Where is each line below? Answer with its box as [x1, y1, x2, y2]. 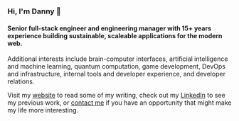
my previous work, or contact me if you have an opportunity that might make [7, 98, 232, 107]
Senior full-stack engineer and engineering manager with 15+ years [7, 24, 212, 33]
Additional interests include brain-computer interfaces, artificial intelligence [7, 54, 228, 63]
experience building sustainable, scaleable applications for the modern [7, 31, 223, 40]
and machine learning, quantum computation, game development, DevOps [7, 62, 226, 71]
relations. [7, 77, 35, 86]
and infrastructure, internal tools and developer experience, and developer [7, 70, 226, 79]
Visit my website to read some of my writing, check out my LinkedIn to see [7, 91, 225, 100]
